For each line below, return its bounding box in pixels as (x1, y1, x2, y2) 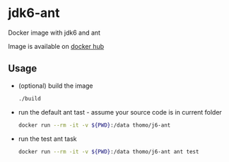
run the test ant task (18, 134, 77, 143)
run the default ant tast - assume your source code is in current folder (18, 108, 222, 116)
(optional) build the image (18, 81, 94, 90)
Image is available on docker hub (8, 42, 105, 50)
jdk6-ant (8, 5, 60, 21)
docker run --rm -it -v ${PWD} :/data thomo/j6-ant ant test (18, 148, 199, 155)
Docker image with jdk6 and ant (8, 28, 101, 37)
